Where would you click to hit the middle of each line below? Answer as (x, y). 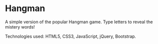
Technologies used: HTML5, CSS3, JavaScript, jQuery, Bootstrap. (70, 36)
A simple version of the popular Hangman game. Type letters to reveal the (79, 22)
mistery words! (20, 27)
